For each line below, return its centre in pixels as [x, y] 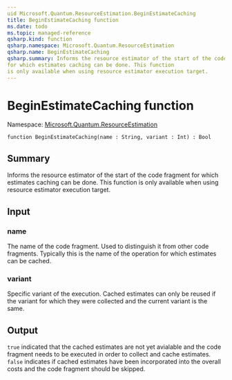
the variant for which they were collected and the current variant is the [107, 301]
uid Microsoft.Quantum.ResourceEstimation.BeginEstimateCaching [101, 13]
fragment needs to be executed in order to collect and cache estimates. [109, 354]
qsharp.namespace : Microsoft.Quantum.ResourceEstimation [91, 46]
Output [22, 330]
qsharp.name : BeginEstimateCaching [58, 53]
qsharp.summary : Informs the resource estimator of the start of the [109, 59]
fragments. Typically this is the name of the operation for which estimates [112, 254]
